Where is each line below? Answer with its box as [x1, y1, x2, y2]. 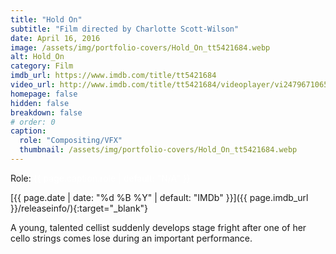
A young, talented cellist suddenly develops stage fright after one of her [10, 221, 307, 233]
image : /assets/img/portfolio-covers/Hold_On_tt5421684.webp [10, 42, 271, 53]
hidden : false [10, 98, 70, 108]
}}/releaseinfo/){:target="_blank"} [10, 202, 149, 214]
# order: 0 [10, 117, 56, 127]
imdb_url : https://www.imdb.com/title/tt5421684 [10, 71, 217, 81]
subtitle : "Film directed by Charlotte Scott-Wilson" [10, 24, 240, 34]
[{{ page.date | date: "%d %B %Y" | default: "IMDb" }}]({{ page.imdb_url [10, 191, 309, 203]
